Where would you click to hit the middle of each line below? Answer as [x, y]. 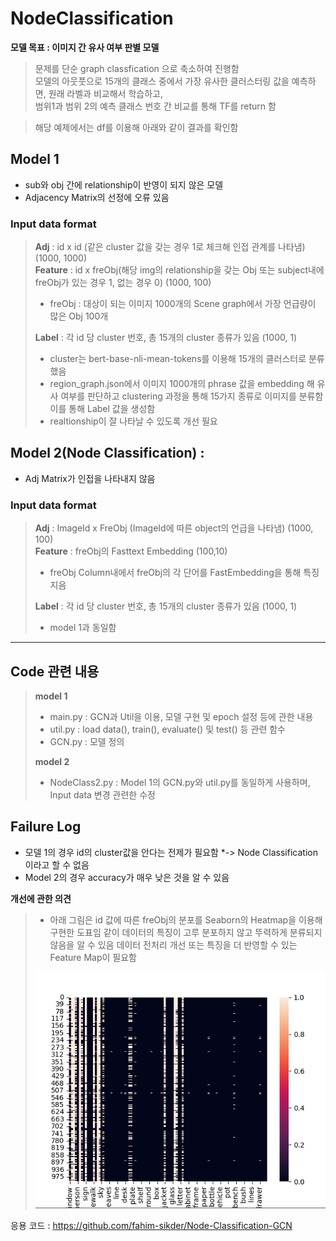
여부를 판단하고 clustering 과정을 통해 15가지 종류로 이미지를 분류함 [192, 396]
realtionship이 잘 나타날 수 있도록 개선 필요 [133, 421]
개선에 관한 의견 [41, 898]
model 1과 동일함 [83, 628]
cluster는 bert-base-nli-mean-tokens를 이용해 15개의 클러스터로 [178, 359]
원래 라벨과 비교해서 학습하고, [105, 93]
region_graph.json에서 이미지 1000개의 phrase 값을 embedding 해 [182, 384]
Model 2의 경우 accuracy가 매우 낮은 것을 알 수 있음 [127, 877]
